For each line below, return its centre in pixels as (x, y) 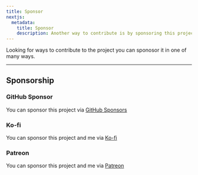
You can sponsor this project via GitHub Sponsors (67, 110)
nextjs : (16, 17)
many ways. (21, 56)
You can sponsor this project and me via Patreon (65, 166)
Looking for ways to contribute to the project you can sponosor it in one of (96, 50)
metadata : (23, 22)
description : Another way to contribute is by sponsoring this (96, 33)
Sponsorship (30, 80)
